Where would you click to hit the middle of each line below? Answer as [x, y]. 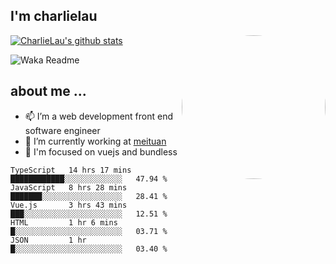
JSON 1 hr [48, 240]
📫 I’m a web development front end [99, 116]
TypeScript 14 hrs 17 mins [71, 170]
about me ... [48, 91]
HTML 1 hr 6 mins [64, 222]
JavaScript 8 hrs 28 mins [69, 187]
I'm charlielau [54, 16]
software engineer [62, 130]
